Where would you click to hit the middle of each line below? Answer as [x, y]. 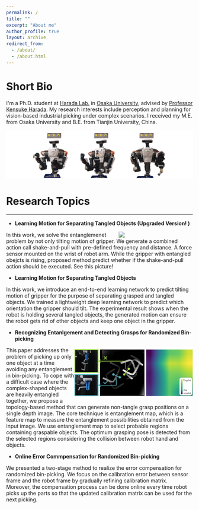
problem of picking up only [39, 356]
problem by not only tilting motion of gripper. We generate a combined [92, 241]
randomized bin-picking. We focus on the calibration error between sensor [97, 474]
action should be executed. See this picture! [60, 266]
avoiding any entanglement [39, 369]
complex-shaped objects [36, 388]
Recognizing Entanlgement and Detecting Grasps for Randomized [97, 332]
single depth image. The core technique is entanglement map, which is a [95, 413]
